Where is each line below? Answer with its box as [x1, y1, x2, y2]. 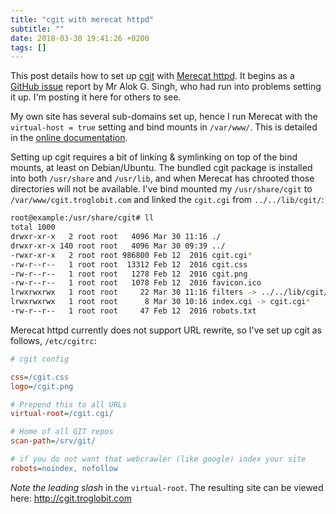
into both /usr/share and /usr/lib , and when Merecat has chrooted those [10, 172, 315, 185]
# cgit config [10, 354, 70, 364]
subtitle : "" [10, 24, 65, 34]
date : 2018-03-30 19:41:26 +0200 [10, 33, 150, 43]
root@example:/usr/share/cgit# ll [10, 213, 155, 223]
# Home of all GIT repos [10, 427, 114, 437]
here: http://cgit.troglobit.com [10, 492, 132, 504]
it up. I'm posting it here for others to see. [10, 91, 182, 103]
